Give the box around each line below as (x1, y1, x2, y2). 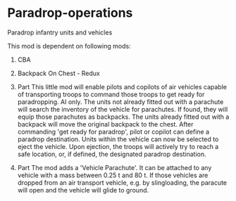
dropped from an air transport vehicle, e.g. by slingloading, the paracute (17, 178, 228, 187)
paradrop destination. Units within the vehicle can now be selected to (17, 135, 219, 143)
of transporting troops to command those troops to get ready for (17, 90, 205, 98)
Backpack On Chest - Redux (17, 69, 101, 77)
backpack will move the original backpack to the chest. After (17, 119, 194, 128)
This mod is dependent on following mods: (7, 41, 132, 50)
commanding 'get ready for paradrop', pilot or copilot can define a (17, 127, 210, 136)
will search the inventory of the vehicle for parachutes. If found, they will (17, 105, 228, 113)
